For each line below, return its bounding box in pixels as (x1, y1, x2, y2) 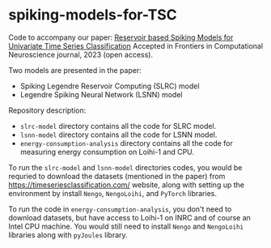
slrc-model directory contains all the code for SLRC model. (19, 121, 217, 130)
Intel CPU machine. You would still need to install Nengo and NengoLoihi (8, 221, 244, 231)
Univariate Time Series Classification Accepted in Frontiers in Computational (8, 41, 264, 50)
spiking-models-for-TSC (8, 6, 178, 24)
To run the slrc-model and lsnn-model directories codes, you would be (8, 162, 243, 172)
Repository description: (8, 105, 87, 115)
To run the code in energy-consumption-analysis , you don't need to (8, 204, 232, 214)
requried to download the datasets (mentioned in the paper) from (8, 171, 226, 181)
